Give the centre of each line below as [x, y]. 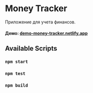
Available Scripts [31, 48]
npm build [16, 85]
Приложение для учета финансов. [40, 22]
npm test [15, 73]
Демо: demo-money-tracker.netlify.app [46, 33]
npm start [16, 62]
